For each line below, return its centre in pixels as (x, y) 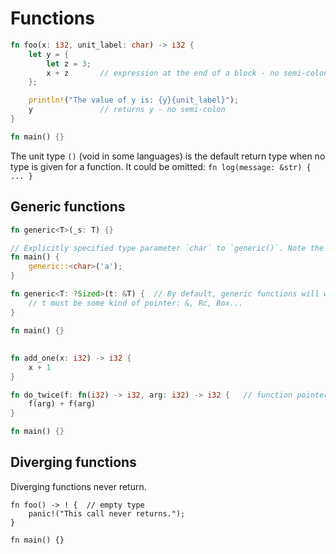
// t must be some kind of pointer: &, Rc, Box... (136, 303)
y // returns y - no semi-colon (127, 110)
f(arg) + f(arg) (62, 404)
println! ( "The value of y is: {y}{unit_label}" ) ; (134, 100)
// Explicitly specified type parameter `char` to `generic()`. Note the (167, 248)
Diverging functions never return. (78, 486)
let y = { (49, 54)
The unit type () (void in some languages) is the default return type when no (168, 156)
